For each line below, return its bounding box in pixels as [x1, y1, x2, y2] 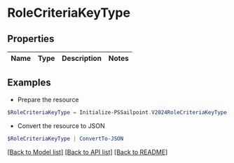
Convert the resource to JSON [17, 121, 105, 130]
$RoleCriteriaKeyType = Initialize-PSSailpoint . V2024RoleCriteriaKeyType [7, 108, 228, 116]
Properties [7, 33, 55, 45]
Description [62, 54, 102, 63]
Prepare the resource [17, 95, 79, 104]
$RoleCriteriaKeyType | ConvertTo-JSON [7, 135, 124, 142]
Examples [7, 77, 51, 89]
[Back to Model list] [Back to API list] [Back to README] [7, 148, 168, 156]
